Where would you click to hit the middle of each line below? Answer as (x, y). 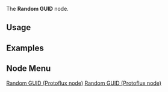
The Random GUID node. (38, 9)
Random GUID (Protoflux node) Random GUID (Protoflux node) (84, 83)
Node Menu (29, 69)
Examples (25, 48)
